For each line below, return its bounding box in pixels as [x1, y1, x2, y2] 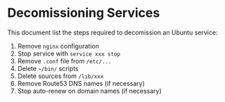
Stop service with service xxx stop [17, 49, 121, 58]
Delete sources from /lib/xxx [17, 72, 104, 80]
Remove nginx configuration [17, 42, 100, 50]
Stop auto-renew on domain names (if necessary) [17, 87, 162, 95]
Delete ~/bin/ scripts [17, 64, 79, 72]
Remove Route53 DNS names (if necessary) [17, 79, 146, 87]
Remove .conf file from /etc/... [17, 56, 112, 65]
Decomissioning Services [7, 5, 160, 21]
